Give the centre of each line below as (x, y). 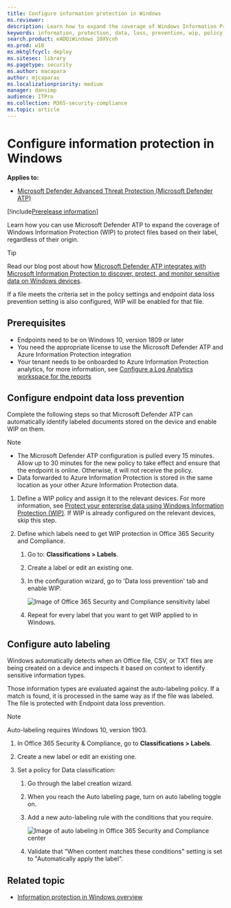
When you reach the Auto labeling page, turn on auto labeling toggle (124, 797)
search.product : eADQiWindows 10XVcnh (63, 39)
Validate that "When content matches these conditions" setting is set (125, 852)
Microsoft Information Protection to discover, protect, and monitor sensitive (113, 274)
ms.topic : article (33, 110)
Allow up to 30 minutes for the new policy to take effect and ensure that (119, 463)
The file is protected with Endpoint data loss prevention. (86, 703)
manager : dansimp (32, 90)
